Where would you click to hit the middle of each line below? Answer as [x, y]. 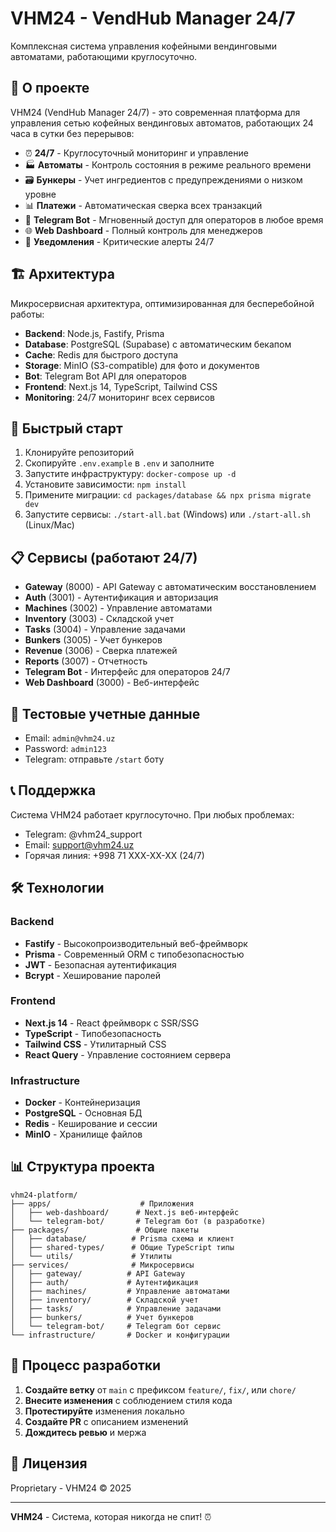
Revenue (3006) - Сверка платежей [101, 651]
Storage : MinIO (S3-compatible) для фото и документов [142, 365]
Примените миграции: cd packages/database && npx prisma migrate [168, 495]
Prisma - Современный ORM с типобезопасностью [134, 954]
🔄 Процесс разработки [86, 1365]
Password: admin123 [65, 748]
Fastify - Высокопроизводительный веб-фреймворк [136, 943]
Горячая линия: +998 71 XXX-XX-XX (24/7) [114, 855]
